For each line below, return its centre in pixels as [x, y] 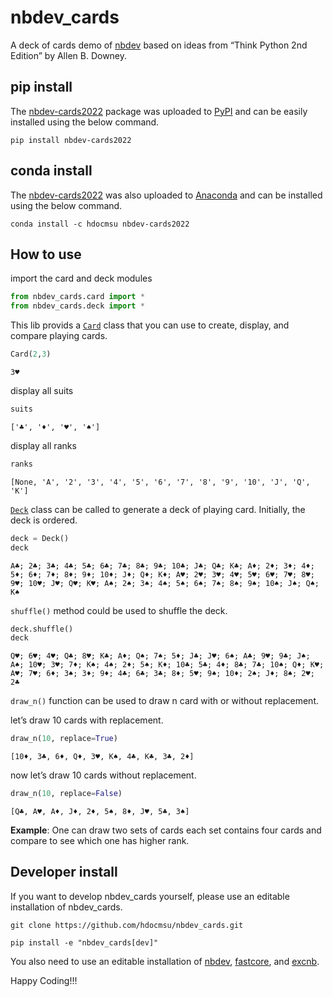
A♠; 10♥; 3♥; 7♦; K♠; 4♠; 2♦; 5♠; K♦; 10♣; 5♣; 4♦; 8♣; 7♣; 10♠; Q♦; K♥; [167, 665]
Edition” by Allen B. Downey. [69, 55]
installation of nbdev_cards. [66, 907]
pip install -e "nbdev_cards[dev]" [84, 942]
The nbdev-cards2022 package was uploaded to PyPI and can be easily [159, 111]
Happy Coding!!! [44, 980]
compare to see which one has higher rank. [100, 840]
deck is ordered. [44, 520]
